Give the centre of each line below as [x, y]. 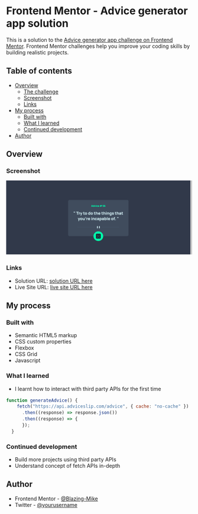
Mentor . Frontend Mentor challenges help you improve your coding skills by [98, 46]
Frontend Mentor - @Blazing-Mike [56, 499]
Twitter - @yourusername [46, 505]
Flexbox [24, 348]
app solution [38, 23]
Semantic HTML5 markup [46, 335]
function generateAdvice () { [42, 400]
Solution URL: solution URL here [53, 281]
